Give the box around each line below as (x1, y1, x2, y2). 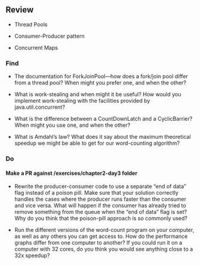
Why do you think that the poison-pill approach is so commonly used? (14, 215, 187, 222)
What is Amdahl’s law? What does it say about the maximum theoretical (14, 133, 191, 141)
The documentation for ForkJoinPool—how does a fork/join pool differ (14, 73, 189, 80)
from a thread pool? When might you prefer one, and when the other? (14, 79, 187, 87)
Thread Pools (14, 20, 48, 28)
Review (5, 5, 34, 15)
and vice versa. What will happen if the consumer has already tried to (14, 202, 187, 209)
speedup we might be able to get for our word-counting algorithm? (14, 139, 180, 147)
